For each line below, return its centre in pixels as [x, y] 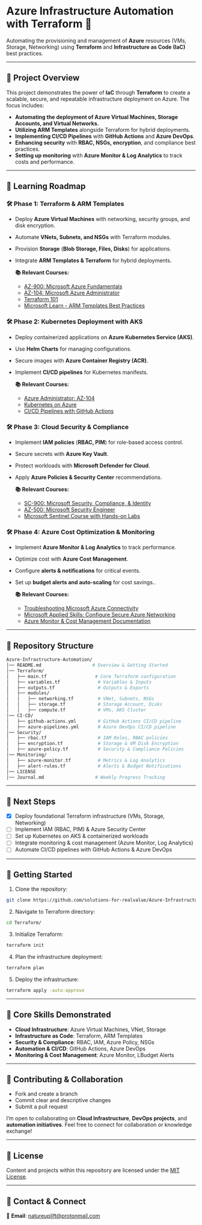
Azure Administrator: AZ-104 [59, 398]
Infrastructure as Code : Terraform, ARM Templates [79, 1036]
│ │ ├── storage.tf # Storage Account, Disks [84, 705]
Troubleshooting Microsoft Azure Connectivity [81, 608]
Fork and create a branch [46, 1094]
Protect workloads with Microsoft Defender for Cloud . [82, 466]
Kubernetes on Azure [50, 404]
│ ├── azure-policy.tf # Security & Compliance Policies [95, 749]
